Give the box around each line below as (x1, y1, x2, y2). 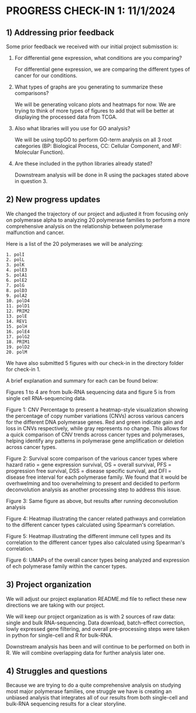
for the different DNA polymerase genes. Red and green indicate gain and (6, 418, 184, 425)
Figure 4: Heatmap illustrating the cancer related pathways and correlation (6, 515, 186, 522)
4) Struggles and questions (6, 666, 108, 676)
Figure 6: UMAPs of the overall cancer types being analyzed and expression (6, 556, 190, 563)
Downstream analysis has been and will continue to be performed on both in (6, 643, 190, 650)
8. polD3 (6, 288, 27, 293)
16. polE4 (6, 329, 30, 334)
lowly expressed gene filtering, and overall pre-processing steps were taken (6, 625, 190, 632)
